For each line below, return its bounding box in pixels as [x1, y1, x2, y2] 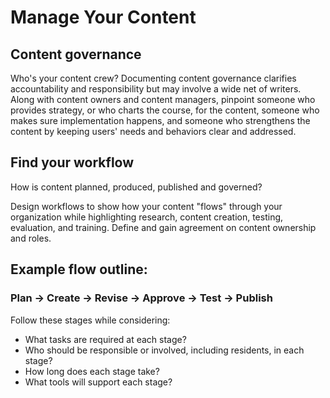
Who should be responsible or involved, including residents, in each [24, 344, 305, 356]
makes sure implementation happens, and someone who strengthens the [10, 115, 311, 126]
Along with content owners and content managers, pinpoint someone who [10, 94, 316, 105]
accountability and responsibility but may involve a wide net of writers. [10, 83, 302, 95]
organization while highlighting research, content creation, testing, [10, 211, 284, 223]
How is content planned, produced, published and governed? [10, 181, 263, 193]
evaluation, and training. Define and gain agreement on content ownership [10, 221, 317, 233]
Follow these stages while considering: [10, 314, 171, 326]
